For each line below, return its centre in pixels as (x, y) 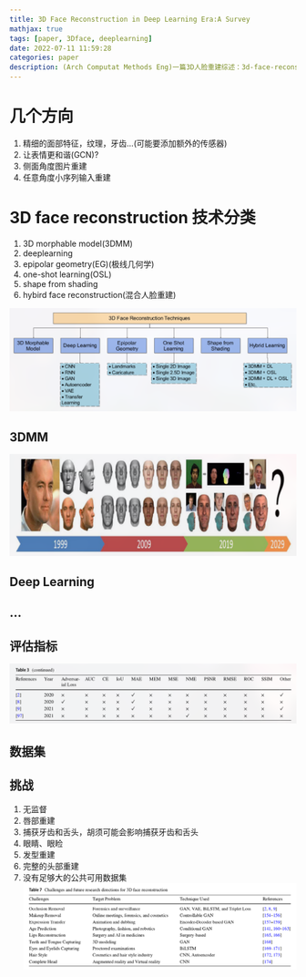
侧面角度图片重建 (55, 166)
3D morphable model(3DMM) (78, 243)
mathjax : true (36, 29)
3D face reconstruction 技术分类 (133, 218)
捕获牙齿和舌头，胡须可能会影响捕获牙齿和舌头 (110, 832)
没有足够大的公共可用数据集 (75, 877)
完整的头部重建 (51, 866)
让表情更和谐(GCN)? (61, 154)
